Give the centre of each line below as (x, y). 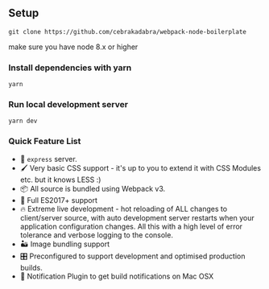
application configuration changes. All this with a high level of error (131, 226)
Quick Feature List (45, 142)
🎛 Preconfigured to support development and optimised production (132, 256)
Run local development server (68, 105)
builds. (31, 267)
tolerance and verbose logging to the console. (96, 235)
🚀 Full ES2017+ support (59, 200)
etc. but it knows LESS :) (60, 180)
